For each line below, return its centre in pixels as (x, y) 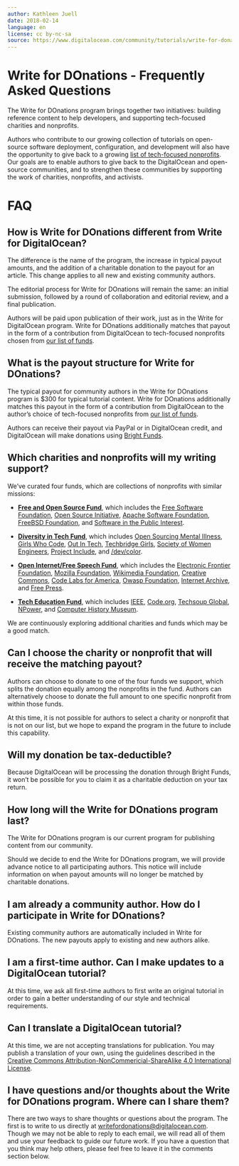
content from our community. (50, 846)
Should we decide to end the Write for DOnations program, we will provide (116, 859)
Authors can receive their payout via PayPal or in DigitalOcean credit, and (115, 428)
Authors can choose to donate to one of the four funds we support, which (116, 681)
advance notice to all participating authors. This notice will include (104, 867)
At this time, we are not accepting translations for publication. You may (111, 1045)
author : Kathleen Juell (43, 14)
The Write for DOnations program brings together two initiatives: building (114, 110)
